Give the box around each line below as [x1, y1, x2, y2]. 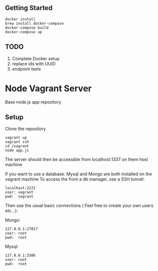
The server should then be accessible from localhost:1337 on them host [5, 156, 148, 162]
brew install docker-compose [5, 21, 64, 26]
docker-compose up [5, 29, 42, 34]
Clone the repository [5, 126, 46, 132]
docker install [5, 17, 36, 21]
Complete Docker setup [12, 55, 60, 61]
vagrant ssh [5, 139, 29, 145]
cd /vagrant [5, 144, 29, 149]
